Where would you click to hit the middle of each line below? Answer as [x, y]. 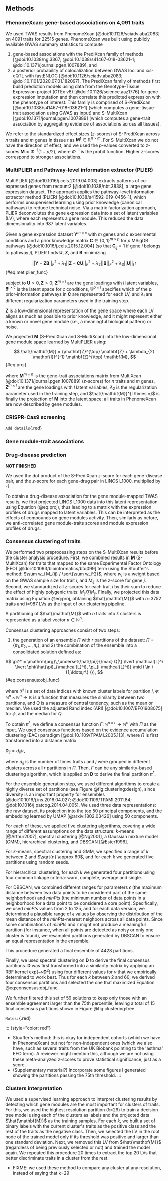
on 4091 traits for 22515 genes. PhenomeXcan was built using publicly [78, 39]
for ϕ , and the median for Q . [34, 714]
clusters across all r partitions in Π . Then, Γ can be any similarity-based [79, 768]
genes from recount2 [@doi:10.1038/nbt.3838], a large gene [90, 187]
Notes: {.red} [18, 1018]
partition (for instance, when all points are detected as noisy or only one [79, 930]
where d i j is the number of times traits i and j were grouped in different [78, 762]
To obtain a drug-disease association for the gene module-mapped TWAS [81, 496]
